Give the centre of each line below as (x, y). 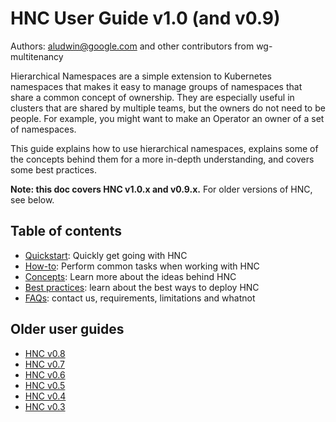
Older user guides (67, 329)
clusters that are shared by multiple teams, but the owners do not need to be (168, 108)
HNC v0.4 (45, 396)
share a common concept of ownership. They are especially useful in (152, 97)
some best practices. (54, 169)
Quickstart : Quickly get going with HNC (106, 255)
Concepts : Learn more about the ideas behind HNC (130, 276)
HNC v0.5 (45, 385)
